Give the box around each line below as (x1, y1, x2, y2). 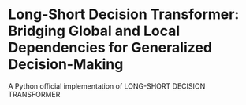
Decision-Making (8, 56, 124, 74)
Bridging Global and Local (8, 22, 181, 40)
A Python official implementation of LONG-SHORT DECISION (8, 81, 206, 91)
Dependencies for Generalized (8, 39, 213, 56)
